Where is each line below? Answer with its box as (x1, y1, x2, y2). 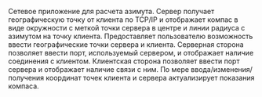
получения (8, 74, 45, 82)
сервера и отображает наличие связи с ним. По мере (8, 65, 190, 74)
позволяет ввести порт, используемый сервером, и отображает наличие (8, 48, 254, 57)
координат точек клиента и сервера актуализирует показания (45, 74, 255, 82)
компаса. (8, 81, 39, 91)
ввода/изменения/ (191, 65, 253, 74)
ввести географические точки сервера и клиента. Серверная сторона (8, 40, 245, 49)
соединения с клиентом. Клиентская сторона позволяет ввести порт (8, 56, 240, 66)
